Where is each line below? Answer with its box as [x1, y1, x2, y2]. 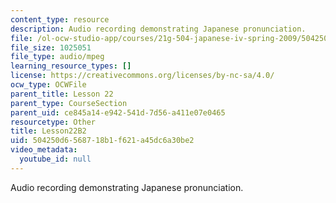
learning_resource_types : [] [10, 61, 132, 71]
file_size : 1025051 [10, 42, 92, 53]
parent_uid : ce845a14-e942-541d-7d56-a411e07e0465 [10, 107, 226, 118]
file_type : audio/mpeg [10, 52, 105, 62]
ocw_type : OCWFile [10, 80, 87, 90]
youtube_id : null [19, 154, 92, 164]
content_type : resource [10, 14, 110, 25]
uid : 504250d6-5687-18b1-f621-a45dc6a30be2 [10, 136, 195, 146]
